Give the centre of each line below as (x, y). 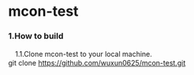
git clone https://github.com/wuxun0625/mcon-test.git (97, 63)
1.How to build (36, 36)
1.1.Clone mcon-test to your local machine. (83, 54)
